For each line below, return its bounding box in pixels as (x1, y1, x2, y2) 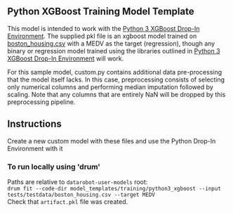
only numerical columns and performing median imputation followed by (7, 82, 214, 91)
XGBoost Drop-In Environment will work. (7, 54, 124, 63)
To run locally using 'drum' (7, 162, 100, 172)
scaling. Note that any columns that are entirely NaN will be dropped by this (7, 90, 226, 98)
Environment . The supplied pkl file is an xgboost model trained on (7, 32, 197, 40)
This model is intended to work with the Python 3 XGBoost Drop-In (7, 24, 200, 32)
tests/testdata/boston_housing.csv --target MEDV (7, 191, 156, 198)
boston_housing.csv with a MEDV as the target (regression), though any (7, 39, 215, 48)
